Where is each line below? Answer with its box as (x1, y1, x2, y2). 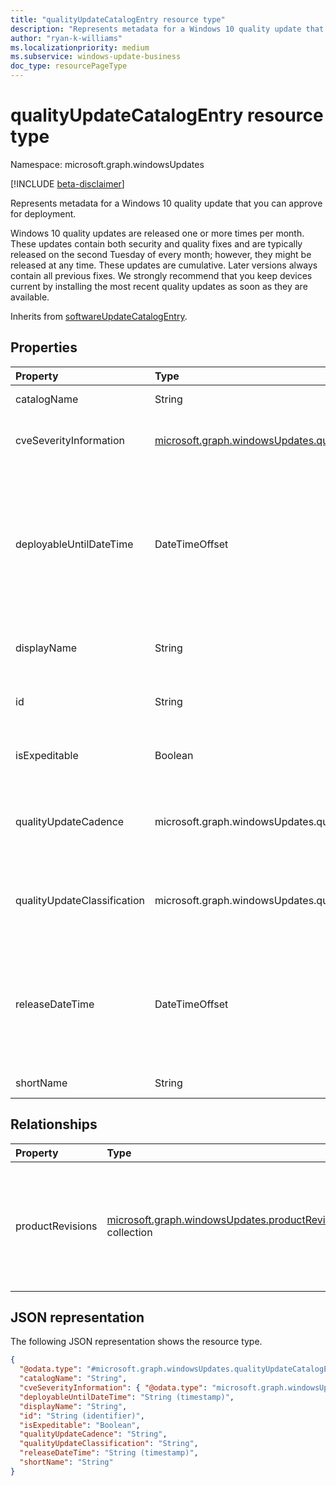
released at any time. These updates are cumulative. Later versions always (10, 259, 318, 271)
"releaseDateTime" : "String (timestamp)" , (19, 1448, 199, 1458)
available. (10, 291, 50, 303)
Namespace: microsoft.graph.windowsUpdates (10, 158, 205, 170)
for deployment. (10, 207, 77, 220)
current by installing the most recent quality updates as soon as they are (10, 280, 308, 292)
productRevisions (15, 1219, 98, 1233)
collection (106, 1225, 153, 1239)
